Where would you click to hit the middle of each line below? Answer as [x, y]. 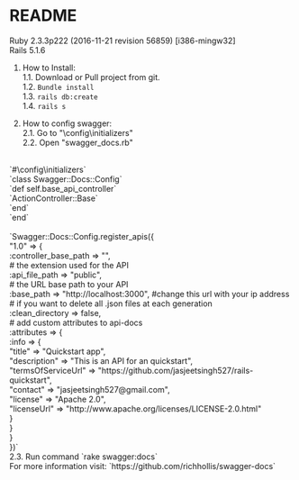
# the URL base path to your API [69, 284]
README [43, 16]
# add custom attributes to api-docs [76, 322]
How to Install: [49, 68]
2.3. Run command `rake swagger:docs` [83, 457]
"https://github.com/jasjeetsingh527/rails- [176, 370]
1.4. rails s [44, 105]
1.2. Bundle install [58, 86]
